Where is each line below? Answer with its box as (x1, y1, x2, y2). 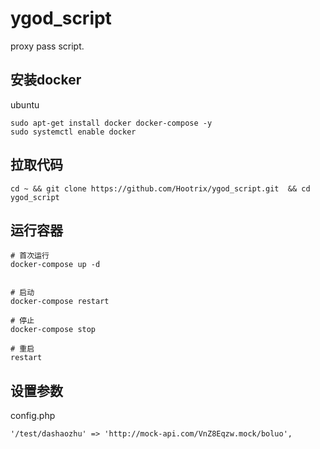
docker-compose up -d (10, 260, 101, 270)
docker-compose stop (10, 325, 97, 335)
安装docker (10, 72, 82, 89)
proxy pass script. (10, 40, 85, 52)
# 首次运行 (10, 251, 50, 261)
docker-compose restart (10, 297, 110, 307)
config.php (10, 410, 56, 422)
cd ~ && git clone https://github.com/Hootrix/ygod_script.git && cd (10, 183, 311, 194)
